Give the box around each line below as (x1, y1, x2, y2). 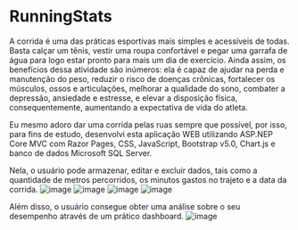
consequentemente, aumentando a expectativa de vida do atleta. (9, 102, 248, 112)
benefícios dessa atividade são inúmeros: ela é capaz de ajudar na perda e (9, 64, 286, 75)
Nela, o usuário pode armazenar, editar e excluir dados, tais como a (9, 165, 258, 176)
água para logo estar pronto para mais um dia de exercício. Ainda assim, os (9, 54, 286, 65)
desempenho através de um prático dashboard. (9, 210, 185, 221)
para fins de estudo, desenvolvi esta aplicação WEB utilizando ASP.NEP (9, 128, 274, 139)
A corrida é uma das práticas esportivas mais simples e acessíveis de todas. (9, 36, 290, 46)
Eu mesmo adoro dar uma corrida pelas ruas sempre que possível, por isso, (9, 119, 287, 130)
